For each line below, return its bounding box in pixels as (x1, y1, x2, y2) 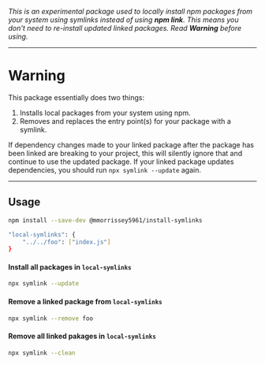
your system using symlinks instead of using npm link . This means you (8, 15, 239, 24)
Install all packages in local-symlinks (8, 262, 132, 271)
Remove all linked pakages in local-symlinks (8, 331, 156, 341)
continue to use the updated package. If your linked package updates (8, 157, 234, 166)
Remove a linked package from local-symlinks (8, 296, 163, 306)
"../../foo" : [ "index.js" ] (22, 238, 111, 246)
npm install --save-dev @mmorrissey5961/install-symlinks (8, 216, 203, 224)
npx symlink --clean (8, 348, 77, 357)
